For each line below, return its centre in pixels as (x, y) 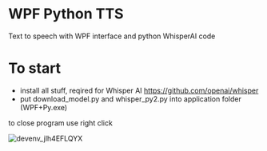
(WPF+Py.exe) (44, 107)
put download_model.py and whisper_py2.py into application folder (130, 99)
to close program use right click (61, 123)
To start (35, 68)
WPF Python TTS (66, 14)
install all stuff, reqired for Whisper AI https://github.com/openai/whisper (139, 90)
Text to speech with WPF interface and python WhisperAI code (112, 36)
